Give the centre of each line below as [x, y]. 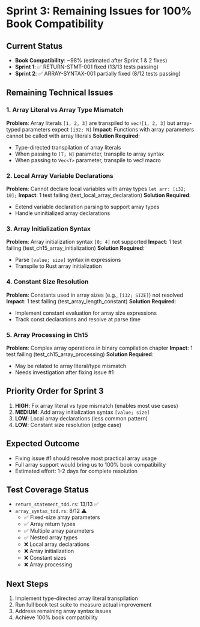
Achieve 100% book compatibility [56, 617]
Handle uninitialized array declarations [62, 213]
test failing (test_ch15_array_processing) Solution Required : [80, 354]
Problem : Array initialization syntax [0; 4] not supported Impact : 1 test [94, 242]
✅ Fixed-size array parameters [62, 517]
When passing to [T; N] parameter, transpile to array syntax [89, 154]
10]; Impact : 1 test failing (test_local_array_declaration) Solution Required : [98, 195]
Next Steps [27, 584]
